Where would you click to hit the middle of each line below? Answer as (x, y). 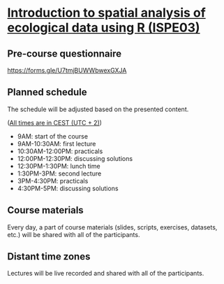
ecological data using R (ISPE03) (104, 28)
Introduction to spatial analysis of (106, 13)
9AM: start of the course (53, 136)
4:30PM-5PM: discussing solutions (68, 188)
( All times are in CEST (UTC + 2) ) (55, 122)
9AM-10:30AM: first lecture (57, 143)
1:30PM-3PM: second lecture (59, 173)
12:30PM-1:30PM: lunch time (59, 166)
